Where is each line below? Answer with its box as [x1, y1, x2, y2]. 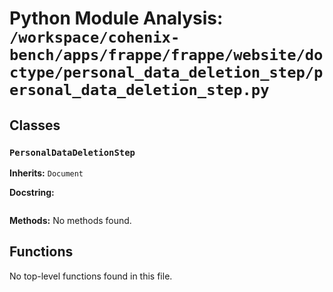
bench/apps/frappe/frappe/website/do [9, 46, 324, 65]
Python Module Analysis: [9, 7, 224, 30]
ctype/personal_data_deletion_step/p [9, 63, 324, 82]
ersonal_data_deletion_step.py [9, 81, 270, 100]
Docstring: [9, 186, 55, 198]
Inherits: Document [9, 167, 84, 179]
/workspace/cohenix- [9, 28, 181, 47]
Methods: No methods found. [9, 214, 132, 226]
